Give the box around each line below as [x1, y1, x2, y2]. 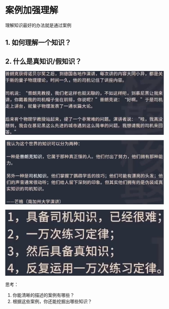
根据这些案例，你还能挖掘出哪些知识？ [12, 298, 92, 304]
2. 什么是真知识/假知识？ [5, 57, 82, 65]
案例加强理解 [5, 5, 59, 16]
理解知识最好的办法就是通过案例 [5, 22, 71, 28]
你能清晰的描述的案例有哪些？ [12, 292, 74, 298]
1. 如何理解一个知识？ [5, 38, 71, 47]
